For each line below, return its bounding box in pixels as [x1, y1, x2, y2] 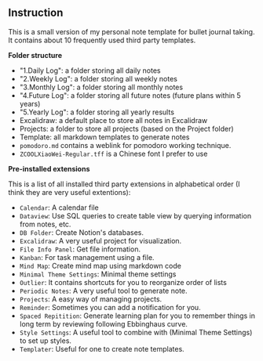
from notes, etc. [19, 219, 71, 229]
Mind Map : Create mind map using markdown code [19, 261, 182, 270]
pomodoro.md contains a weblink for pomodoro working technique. [19, 140, 232, 150]
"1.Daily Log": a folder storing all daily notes [19, 66, 161, 75]
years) [19, 99, 41, 108]
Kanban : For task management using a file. [19, 252, 155, 262]
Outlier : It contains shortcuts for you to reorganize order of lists [19, 277, 228, 287]
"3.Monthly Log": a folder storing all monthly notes [19, 82, 183, 92]
